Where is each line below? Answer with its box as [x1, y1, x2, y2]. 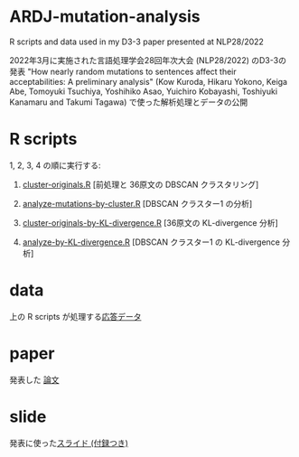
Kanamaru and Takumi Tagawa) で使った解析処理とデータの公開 [9, 97, 248, 107]
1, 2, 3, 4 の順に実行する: [9, 160, 101, 171]
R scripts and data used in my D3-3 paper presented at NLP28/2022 [9, 36, 265, 47]
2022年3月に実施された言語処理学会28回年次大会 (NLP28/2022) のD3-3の [9, 54, 287, 65]
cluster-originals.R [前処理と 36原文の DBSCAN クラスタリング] [22, 179, 259, 190]
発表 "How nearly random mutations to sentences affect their [9, 66, 237, 77]
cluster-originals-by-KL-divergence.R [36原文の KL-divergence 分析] [22, 217, 278, 228]
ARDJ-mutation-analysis [9, 6, 201, 27]
